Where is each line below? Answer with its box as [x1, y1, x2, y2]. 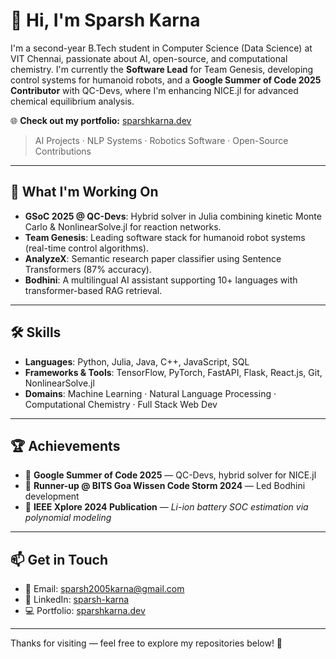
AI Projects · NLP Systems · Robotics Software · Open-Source [34, 134, 289, 146]
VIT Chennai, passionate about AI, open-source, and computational [10, 52, 288, 64]
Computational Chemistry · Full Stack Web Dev [24, 398, 218, 410]
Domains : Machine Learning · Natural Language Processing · [24, 387, 277, 399]
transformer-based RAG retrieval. [24, 284, 163, 296]
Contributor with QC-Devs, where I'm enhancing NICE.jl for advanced [10, 84, 299, 96]
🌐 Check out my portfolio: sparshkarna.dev [10, 114, 192, 126]
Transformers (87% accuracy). [24, 263, 152, 275]
